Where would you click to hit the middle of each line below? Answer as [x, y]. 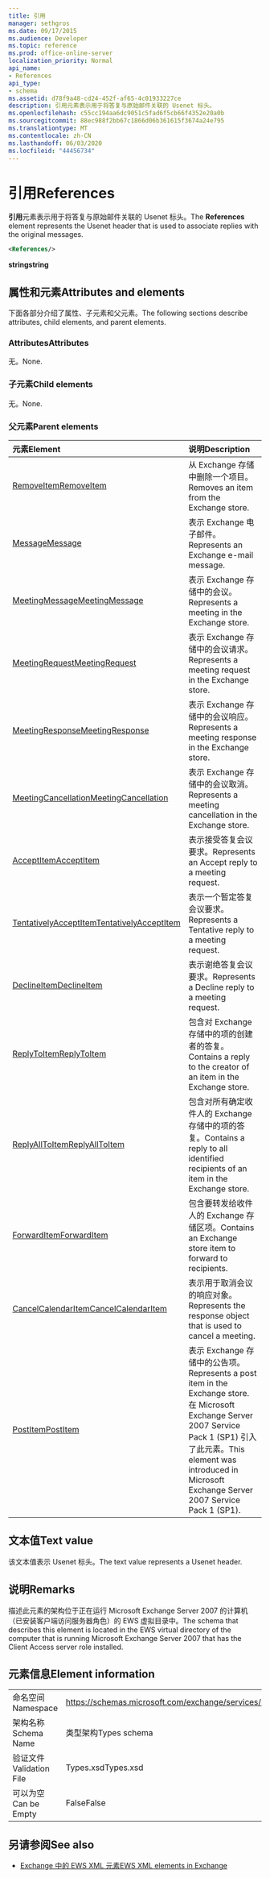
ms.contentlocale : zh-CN [50, 135]
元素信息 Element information [82, 1674]
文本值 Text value [51, 1541]
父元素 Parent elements [53, 426]
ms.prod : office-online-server [61, 53]
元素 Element [37, 449]
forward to [208, 1258]
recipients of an [218, 1168]
